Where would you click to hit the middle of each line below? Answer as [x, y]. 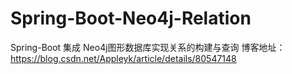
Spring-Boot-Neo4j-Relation [131, 18]
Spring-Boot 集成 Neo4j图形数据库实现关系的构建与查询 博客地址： [148, 47]
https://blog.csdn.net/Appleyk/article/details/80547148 [123, 58]
